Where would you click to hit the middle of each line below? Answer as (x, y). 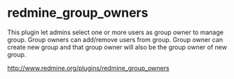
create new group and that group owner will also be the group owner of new (117, 47)
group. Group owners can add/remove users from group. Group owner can (115, 39)
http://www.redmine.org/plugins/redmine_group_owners (88, 68)
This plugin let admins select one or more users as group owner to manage (116, 32)
